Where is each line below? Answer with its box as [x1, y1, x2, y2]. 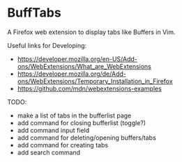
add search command [17, 148, 81, 156]
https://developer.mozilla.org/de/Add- [17, 70, 127, 78]
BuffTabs [7, 5, 61, 21]
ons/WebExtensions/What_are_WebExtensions [17, 62, 152, 70]
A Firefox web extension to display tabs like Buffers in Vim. [7, 28, 176, 36]
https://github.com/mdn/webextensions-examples [17, 84, 162, 92]
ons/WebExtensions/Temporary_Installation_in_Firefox [17, 76, 173, 85]
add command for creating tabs [17, 140, 109, 149]
